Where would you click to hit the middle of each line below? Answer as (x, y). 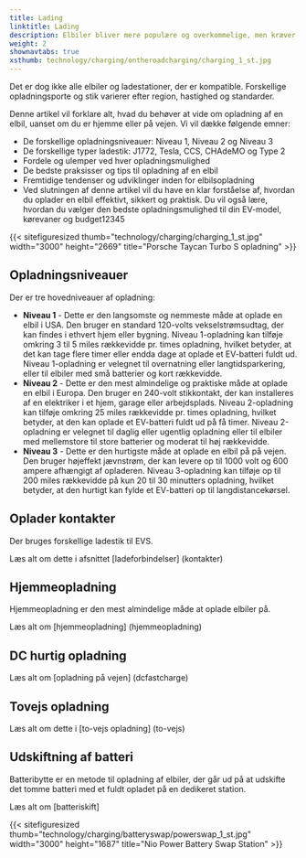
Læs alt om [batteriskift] (55, 807)
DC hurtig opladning (68, 655)
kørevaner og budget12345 (74, 219)
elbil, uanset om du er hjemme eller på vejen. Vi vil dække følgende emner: (150, 123)
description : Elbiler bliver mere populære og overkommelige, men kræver (153, 35)
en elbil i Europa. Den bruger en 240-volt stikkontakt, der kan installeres (158, 392)
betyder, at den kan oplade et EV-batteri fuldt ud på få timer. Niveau (150, 422)
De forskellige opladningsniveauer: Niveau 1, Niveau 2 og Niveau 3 (148, 141)
